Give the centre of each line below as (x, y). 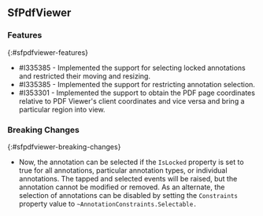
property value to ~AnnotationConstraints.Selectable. (108, 203)
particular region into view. (62, 109)
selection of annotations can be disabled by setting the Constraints (128, 195)
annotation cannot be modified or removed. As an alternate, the (122, 187)
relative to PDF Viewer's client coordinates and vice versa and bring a (131, 101)
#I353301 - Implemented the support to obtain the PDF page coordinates (137, 93)
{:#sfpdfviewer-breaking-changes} (64, 146)
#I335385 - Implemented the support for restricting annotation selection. (137, 84)
